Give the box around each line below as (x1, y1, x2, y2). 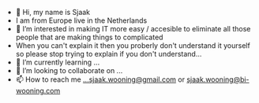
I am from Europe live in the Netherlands (15, 16, 148, 25)
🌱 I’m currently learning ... (15, 57, 100, 67)
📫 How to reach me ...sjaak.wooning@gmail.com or (15, 75, 186, 84)
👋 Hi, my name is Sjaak (15, 8, 91, 17)
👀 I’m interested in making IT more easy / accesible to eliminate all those (15, 24, 251, 33)
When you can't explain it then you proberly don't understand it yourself (15, 41, 250, 50)
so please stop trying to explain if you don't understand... (15, 50, 202, 58)
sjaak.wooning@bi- (186, 75, 250, 84)
